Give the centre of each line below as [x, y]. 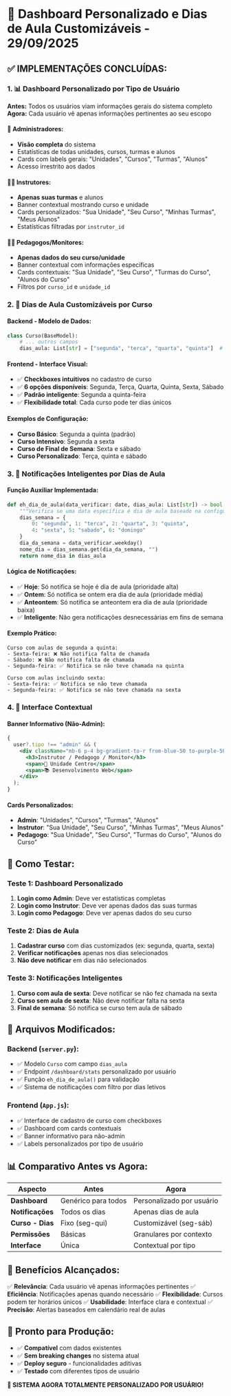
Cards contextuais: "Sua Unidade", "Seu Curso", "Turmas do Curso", [114, 272]
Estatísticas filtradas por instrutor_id [71, 227]
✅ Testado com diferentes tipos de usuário [78, 1371]
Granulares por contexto [173, 1234]
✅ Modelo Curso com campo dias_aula [72, 1064]
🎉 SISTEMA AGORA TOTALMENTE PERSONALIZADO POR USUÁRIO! [106, 1384]
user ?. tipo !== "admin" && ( [55, 745]
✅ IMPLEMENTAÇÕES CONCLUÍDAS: [87, 68]
